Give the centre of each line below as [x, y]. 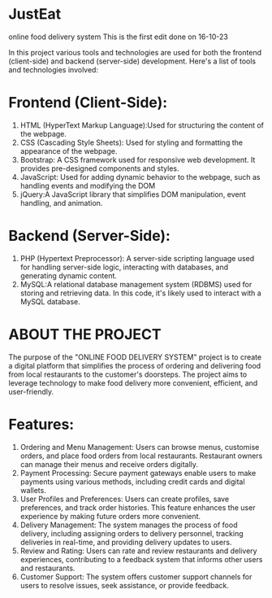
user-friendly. [31, 391]
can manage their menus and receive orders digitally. [109, 464]
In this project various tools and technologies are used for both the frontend [135, 52]
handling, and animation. [61, 203]
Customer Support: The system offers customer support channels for [136, 576]
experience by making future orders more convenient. [110, 516]
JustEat [35, 14]
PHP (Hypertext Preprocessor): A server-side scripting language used [137, 258]
